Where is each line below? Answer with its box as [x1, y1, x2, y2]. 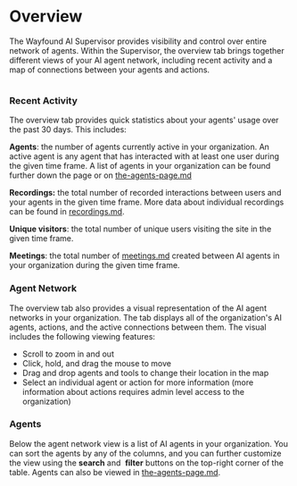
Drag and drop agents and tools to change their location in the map [21, 367, 269, 378]
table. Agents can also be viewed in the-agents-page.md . [9, 466, 221, 477]
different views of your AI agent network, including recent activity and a [9, 54, 273, 65]
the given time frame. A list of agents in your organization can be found [9, 161, 271, 172]
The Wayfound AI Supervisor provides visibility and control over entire [9, 36, 268, 46]
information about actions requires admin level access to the [21, 386, 245, 397]
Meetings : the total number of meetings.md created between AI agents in [9, 250, 280, 261]
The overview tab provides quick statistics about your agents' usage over [9, 114, 279, 126]
